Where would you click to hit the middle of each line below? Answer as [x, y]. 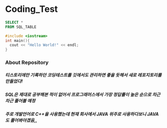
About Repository [27, 63]
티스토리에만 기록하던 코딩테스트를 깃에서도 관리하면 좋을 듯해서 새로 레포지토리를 [83, 75]
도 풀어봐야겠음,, [21, 121]
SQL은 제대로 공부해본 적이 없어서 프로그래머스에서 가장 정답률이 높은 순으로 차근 [83, 95]
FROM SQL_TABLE [21, 27]
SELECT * [14, 22]
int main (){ [17, 41]
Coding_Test [32, 9]
